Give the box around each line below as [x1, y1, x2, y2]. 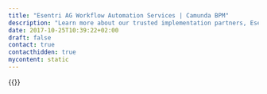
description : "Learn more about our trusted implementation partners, [8, 19, 247, 27]
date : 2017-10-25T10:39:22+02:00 [8, 26, 119, 34]
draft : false [8, 33, 52, 42]
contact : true [8, 41, 56, 49]
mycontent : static [8, 56, 69, 64]
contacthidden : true [8, 48, 77, 56]
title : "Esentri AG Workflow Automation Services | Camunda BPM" [8, 11, 229, 20]
